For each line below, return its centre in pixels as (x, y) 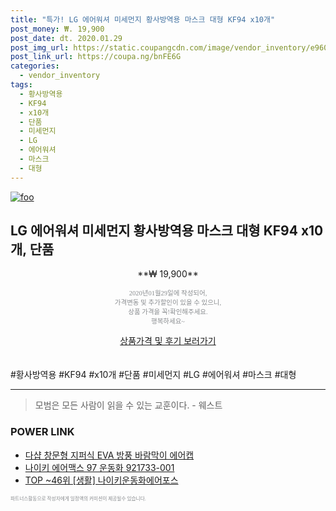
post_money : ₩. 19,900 (57, 29)
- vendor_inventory (60, 76)
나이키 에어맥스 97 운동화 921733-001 (99, 467)
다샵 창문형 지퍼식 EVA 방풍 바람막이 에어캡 (109, 455)
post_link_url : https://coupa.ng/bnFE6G (96, 57)
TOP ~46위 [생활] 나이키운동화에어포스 (101, 480)
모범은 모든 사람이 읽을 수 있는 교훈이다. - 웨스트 (128, 405)
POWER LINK (42, 432)
